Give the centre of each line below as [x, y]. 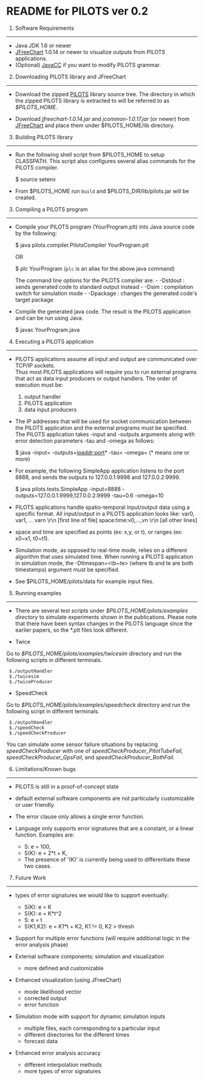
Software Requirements [45, 28]
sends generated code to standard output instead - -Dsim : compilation [104, 286]
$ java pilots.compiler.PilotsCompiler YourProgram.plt [82, 245]
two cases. [38, 866]
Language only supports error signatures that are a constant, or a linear [104, 828]
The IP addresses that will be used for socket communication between [103, 421]
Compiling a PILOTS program [51, 209]
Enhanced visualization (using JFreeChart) [68, 979]
